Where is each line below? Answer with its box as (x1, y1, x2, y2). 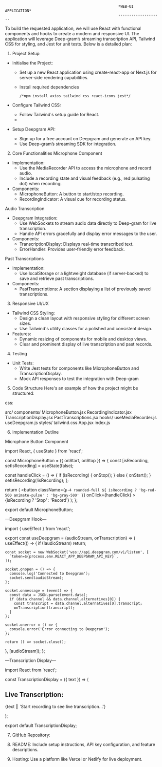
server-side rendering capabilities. (19, 75, 89, 80)
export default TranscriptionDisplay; (5, 723, 77, 728)
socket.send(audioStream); (9, 575, 64, 580)
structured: (12, 390, 35, 396)
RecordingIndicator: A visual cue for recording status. (19, 196, 126, 202)
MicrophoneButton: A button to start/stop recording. (19, 191, 124, 197)
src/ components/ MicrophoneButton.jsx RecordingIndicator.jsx (5, 409, 132, 415)
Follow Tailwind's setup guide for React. (19, 112, 100, 117)
